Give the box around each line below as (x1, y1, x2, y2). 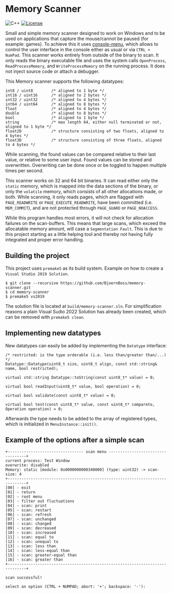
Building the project (5, 251, 70, 260)
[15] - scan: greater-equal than (5, 553, 77, 558)
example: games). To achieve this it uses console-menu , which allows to (5, 41, 159, 47)
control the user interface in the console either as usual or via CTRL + (5, 46, 150, 52)
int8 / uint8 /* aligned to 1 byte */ (5, 88, 104, 93)
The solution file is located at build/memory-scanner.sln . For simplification (5, 303, 162, 309)
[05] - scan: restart (5, 508, 52, 513)
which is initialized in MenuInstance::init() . (5, 421, 98, 427)
